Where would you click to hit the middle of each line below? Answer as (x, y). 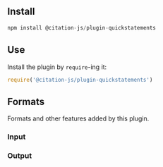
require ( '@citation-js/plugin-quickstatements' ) (80, 80)
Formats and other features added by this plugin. (78, 118)
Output (20, 156)
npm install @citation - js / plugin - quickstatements (82, 27)
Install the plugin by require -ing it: (57, 67)
